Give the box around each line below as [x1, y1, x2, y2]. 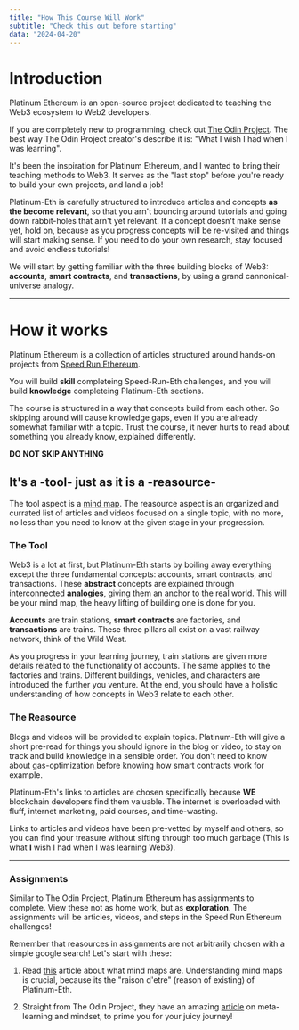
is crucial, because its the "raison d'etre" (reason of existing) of [21, 974, 255, 985]
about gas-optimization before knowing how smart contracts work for [9, 760, 265, 770]
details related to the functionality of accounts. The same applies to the [9, 661, 271, 672]
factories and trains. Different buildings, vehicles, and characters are [9, 670, 261, 680]
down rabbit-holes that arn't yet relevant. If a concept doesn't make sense [9, 216, 282, 227]
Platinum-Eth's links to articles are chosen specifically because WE [9, 787, 256, 797]
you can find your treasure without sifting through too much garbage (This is [9, 832, 290, 843]
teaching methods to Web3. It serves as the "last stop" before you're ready [9, 170, 285, 181]
